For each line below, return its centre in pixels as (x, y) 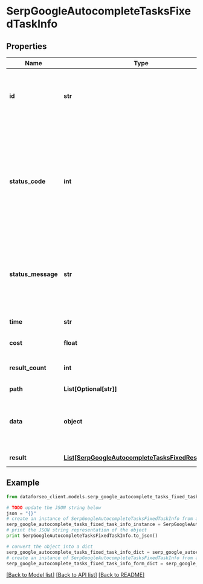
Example (23, 483)
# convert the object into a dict (50, 547)
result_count (28, 368)
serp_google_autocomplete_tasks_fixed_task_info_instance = (84, 525)
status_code (27, 181)
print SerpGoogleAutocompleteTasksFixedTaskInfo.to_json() (82, 536)
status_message (34, 274)
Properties (27, 46)
